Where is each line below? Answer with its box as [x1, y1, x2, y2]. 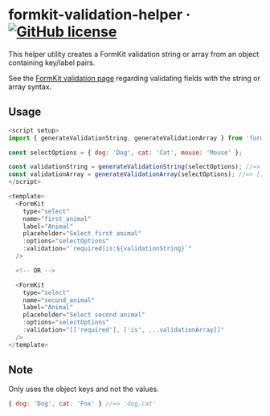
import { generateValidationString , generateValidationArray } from [8, 134, 243, 142]
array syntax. [8, 82, 52, 92]
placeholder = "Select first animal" [22, 230, 142, 238]
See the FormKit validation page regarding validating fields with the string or [8, 73, 261, 83]
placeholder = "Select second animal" [22, 311, 146, 319]
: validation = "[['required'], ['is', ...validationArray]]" [22, 326, 225, 334]
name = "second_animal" [22, 296, 95, 304]
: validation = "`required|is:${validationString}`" [22, 245, 193, 253]
